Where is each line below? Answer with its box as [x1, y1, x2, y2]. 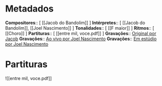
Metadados [5, 3, 54, 15]
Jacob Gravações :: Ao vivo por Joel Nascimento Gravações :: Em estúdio [5, 36, 157, 42]
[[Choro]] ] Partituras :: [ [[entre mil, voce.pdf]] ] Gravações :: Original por [5, 30, 156, 36]
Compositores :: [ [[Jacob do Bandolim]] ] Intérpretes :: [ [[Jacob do [5, 20, 145, 26]
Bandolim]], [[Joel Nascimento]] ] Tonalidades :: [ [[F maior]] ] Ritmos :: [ [5, 25, 154, 31]
